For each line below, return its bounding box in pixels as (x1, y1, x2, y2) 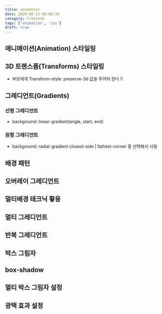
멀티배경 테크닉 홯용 (5, 195, 61, 204)
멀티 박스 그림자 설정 (5, 283, 62, 292)
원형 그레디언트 (5, 131, 39, 138)
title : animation (5, 7, 40, 12)
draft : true (5, 25, 29, 30)
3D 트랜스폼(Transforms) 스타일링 (5, 62, 104, 70)
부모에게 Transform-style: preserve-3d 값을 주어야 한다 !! (12, 76, 123, 82)
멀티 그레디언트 (5, 213, 48, 221)
